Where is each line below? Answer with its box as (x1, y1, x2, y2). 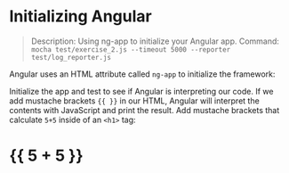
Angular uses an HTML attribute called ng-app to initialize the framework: (9, 69, 276, 79)
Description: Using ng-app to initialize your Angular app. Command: (30, 36, 280, 46)
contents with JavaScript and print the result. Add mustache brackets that (9, 104, 280, 115)
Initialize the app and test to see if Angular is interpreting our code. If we (9, 86, 274, 96)
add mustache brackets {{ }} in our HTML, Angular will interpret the (9, 95, 260, 106)
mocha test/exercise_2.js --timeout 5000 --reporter (30, 45, 231, 54)
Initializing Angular (9, 6, 153, 27)
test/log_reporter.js (30, 53, 111, 62)
